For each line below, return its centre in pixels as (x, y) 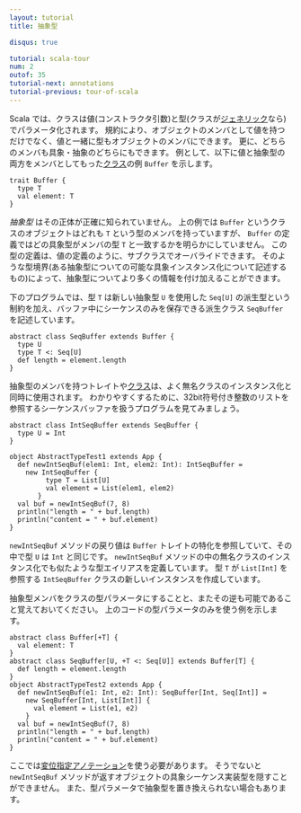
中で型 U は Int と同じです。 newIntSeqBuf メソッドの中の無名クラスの (138, 556)
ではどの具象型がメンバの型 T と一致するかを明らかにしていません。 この (152, 244)
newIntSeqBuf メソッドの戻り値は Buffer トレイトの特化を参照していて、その (151, 545)
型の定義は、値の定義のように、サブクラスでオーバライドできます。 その (144, 255)
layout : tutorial (42, 18)
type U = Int (42, 433)
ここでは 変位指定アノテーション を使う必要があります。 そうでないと (136, 765)
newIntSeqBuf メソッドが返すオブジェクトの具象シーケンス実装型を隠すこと (149, 776)
